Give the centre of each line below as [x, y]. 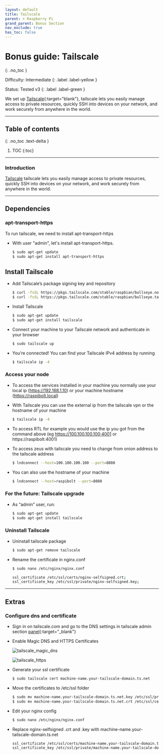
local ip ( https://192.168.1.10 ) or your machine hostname [68, 390]
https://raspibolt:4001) [35, 439]
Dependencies [28, 209]
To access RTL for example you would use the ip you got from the [78, 428]
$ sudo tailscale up [33, 344]
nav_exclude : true [24, 28]
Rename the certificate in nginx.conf [49, 559]
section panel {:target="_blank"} [44, 631]
